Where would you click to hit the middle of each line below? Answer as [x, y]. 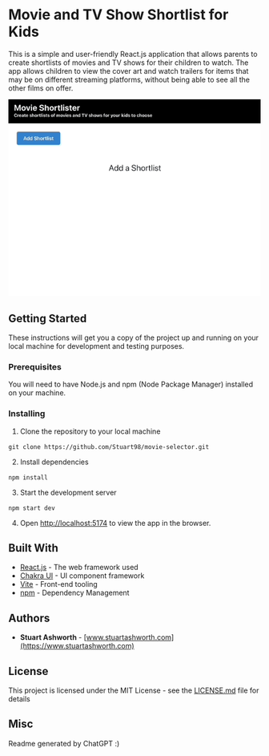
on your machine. [37, 393]
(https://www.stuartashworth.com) [77, 646]
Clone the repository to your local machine [90, 431]
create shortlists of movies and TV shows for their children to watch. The [128, 63]
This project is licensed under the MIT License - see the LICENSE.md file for [134, 690]
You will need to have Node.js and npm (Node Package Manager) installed [131, 384]
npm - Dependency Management [74, 593]
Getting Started [48, 318]
